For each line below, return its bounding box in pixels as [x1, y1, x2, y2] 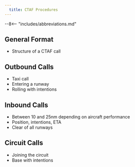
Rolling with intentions [11, 86, 57, 92]
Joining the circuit [11, 152, 49, 158]
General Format [4, 35, 54, 44]
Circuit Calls [4, 139, 43, 147]
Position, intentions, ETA [11, 119, 61, 125]
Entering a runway [11, 81, 49, 87]
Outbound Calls [4, 62, 54, 71]
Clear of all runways [11, 124, 53, 130]
